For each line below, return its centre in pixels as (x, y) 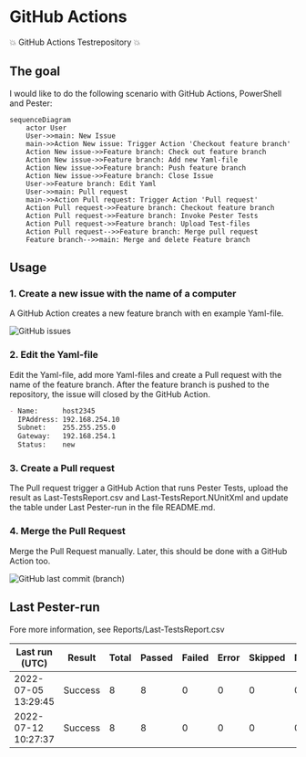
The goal (35, 72)
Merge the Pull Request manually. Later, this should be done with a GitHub (148, 551)
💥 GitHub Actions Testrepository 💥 (75, 42)
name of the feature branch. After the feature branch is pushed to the (140, 384)
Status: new (46, 445)
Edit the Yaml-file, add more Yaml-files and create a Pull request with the (146, 374)
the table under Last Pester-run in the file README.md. (112, 508)
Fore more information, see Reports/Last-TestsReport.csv (117, 629)
